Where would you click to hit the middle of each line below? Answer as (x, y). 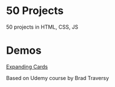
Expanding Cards (27, 67)
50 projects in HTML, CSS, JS (42, 27)
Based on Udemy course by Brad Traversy (57, 78)
